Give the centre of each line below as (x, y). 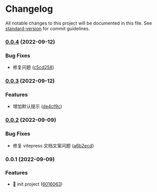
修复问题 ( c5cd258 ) (33, 68)
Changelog (29, 9)
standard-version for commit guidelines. (48, 28)
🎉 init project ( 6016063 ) (38, 184)
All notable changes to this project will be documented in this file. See (79, 23)
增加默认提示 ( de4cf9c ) (37, 106)
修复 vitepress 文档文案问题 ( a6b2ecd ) (53, 145)
